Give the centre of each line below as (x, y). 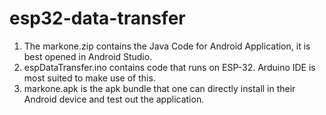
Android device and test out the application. (114, 99)
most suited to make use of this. (89, 78)
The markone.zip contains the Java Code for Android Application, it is (167, 46)
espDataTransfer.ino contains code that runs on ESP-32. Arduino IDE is (169, 67)
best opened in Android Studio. (88, 56)
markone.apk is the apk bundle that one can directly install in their (159, 88)
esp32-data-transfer (97, 18)
